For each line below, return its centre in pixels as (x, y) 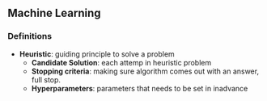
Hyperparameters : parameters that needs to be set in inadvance (140, 88)
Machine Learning (55, 13)
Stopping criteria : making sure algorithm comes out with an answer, (145, 71)
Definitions (30, 36)
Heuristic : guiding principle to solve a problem (97, 54)
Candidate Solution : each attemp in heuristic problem (121, 62)
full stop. (46, 79)
